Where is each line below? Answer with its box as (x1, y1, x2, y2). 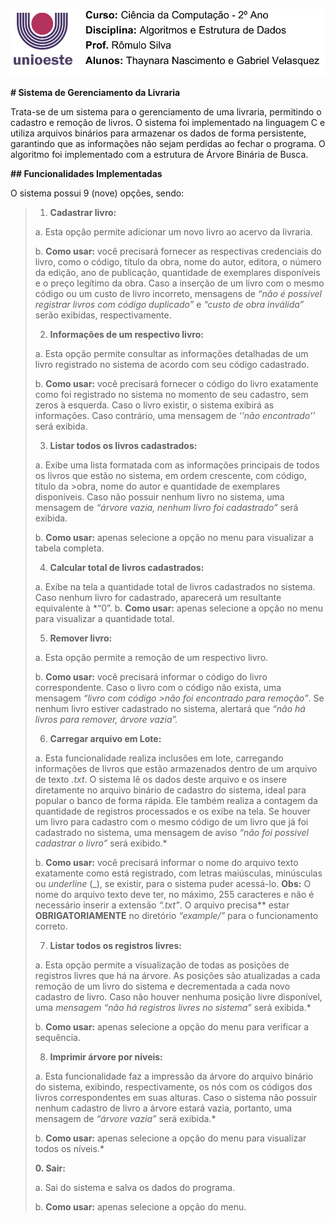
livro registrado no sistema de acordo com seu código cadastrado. (34, 358, 310, 370)
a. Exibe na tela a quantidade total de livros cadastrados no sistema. (34, 580, 316, 593)
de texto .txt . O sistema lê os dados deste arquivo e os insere (34, 773, 287, 785)
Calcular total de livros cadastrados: (49, 561, 205, 573)
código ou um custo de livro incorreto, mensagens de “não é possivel (34, 287, 322, 299)
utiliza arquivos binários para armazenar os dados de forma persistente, (10, 127, 307, 139)
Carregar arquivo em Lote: (49, 732, 162, 744)
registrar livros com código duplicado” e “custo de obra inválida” (34, 298, 305, 310)
